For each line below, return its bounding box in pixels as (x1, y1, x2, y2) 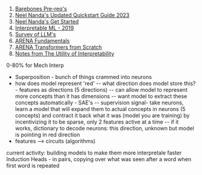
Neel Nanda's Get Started (14, 18, 79, 25)
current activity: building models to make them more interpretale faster (6, 149, 182, 156)
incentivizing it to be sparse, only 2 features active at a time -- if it (14, 118, 179, 126)
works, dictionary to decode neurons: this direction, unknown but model (14, 125, 194, 132)
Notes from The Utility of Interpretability (14, 50, 115, 57)
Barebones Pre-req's (14, 5, 68, 12)
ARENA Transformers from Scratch (14, 43, 103, 51)
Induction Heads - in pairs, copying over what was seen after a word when (6, 156, 192, 162)
